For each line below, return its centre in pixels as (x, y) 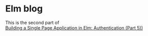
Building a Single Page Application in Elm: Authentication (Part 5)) (74, 27)
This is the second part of (32, 22)
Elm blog (24, 9)
